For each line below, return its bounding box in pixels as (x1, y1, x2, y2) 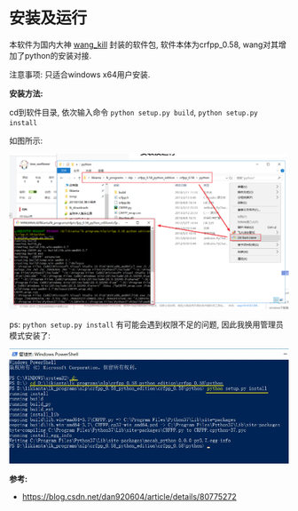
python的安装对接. (24, 50, 91, 60)
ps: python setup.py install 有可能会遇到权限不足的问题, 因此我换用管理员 (9, 319, 284, 330)
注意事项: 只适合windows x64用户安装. (9, 68, 151, 80)
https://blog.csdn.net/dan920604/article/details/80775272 (21, 491, 237, 502)
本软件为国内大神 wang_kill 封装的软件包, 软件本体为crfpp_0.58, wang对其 (9, 39, 279, 50)
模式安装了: (9, 330, 51, 340)
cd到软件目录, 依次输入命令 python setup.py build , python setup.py (9, 107, 259, 117)
